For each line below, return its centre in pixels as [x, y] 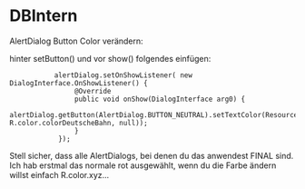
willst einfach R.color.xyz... [59, 174]
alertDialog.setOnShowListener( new [123, 75]
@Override [93, 91]
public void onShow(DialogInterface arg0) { [160, 99]
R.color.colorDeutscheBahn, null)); [79, 123]
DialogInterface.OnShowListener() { [79, 83]
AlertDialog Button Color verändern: [76, 41]
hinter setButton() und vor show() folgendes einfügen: [110, 58]
